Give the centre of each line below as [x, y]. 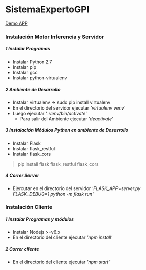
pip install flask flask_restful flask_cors [58, 164]
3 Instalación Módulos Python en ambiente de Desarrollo [67, 130]
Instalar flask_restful [34, 148]
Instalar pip [24, 67]
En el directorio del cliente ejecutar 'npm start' [61, 262]
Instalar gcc [25, 72]
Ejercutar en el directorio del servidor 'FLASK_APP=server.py [77, 188]
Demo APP [17, 23]
